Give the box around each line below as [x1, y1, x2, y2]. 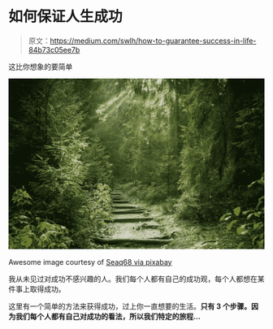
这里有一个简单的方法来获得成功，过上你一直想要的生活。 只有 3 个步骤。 [8, 301, 252, 311]
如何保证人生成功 [8, 7, 123, 26]
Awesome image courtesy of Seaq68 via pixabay [8, 257, 172, 266]
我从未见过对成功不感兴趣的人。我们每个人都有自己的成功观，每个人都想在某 [8, 274, 265, 284]
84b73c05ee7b [28, 45, 80, 54]
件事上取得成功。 [8, 284, 66, 293]
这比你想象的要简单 [8, 62, 73, 71]
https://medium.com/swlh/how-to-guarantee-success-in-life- [50, 36, 257, 45]
